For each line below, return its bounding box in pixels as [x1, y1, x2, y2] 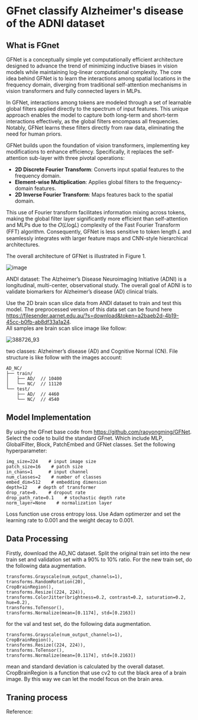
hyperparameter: [6, 447, 47, 454]
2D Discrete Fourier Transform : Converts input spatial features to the [14, 166, 184, 173]
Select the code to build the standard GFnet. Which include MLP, [6, 434, 164, 442]
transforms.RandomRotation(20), [6, 578, 86, 584]
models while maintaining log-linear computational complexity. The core [6, 69, 182, 75]
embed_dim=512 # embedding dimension [6, 479, 108, 485]
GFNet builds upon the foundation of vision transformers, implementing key [6, 142, 190, 149]
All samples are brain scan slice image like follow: [6, 324, 127, 332]
